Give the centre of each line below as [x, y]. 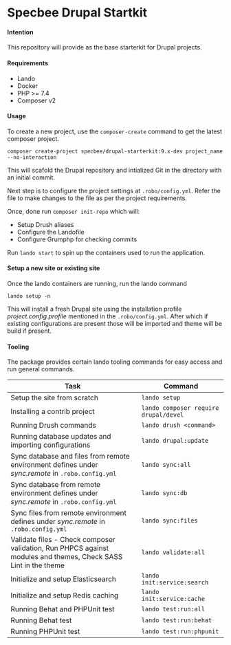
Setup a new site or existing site [54, 268]
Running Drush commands [53, 426]
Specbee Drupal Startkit [77, 13]
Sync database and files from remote [70, 457]
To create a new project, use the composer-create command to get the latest [114, 131]
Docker [27, 86]
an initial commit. [31, 177]
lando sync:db [164, 493]
